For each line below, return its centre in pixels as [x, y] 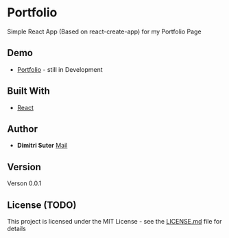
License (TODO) [42, 205]
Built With [28, 91]
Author [22, 129]
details [16, 228]
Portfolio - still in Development [60, 69]
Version [24, 167]
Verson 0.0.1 [24, 183]
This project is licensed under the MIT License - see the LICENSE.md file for [114, 221]
